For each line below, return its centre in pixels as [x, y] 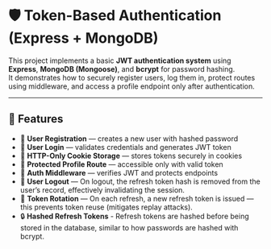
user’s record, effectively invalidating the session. [102, 189]
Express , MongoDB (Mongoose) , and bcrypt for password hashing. [122, 68]
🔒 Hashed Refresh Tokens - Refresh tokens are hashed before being [134, 216]
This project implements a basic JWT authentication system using [120, 60]
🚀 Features [36, 119]
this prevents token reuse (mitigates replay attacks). [106, 207]
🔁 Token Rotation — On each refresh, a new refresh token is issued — [137, 198]
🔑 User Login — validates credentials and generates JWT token [125, 147]
